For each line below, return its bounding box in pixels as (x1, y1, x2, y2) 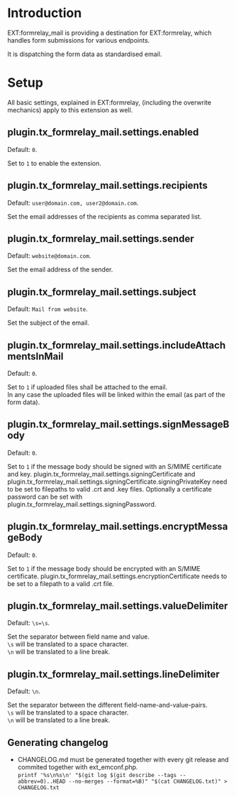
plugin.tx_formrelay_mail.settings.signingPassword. (7, 499, 157, 509)
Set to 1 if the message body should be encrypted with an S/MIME (7, 564, 201, 573)
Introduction (7, 5, 82, 21)
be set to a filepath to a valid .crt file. (7, 579, 115, 587)
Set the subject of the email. (7, 318, 90, 327)
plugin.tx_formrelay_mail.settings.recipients (7, 180, 208, 192)
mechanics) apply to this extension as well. (7, 105, 133, 114)
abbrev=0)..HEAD (17, 778, 66, 785)
